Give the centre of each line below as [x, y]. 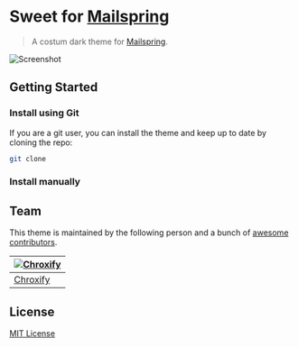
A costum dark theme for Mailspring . [100, 41]
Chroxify [32, 279]
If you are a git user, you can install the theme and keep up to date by [138, 132]
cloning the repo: [41, 142]
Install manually [45, 182]
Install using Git [44, 113]
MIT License [33, 333]
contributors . [33, 242]
